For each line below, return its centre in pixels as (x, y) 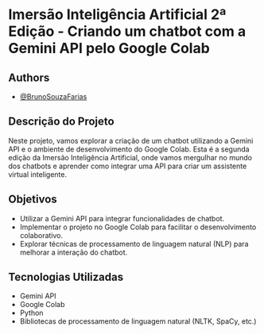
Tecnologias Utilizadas (66, 277)
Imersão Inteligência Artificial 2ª (117, 15)
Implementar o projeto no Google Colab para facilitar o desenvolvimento (138, 227)
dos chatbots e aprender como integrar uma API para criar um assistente (128, 166)
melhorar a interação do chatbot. (74, 252)
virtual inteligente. (38, 174)
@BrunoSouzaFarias (53, 96)
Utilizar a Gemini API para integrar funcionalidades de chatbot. (122, 218)
